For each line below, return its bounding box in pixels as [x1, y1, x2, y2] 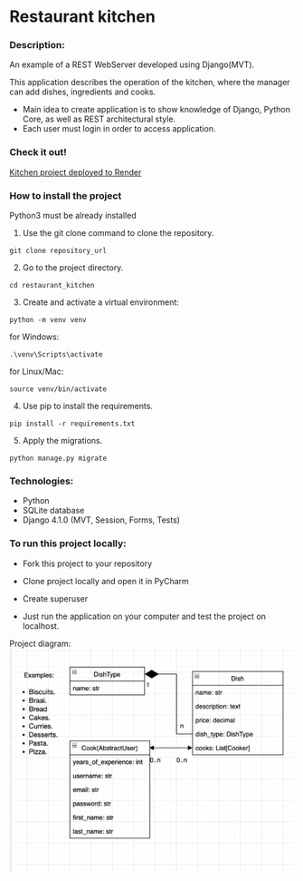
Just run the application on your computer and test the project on [22, 611, 267, 622]
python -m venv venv [9, 316, 88, 325]
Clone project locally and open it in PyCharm [22, 575, 190, 586]
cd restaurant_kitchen [9, 281, 95, 290]
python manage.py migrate [9, 454, 107, 464]
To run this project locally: [9, 537, 127, 550]
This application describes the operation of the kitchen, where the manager [9, 77, 291, 88]
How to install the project [9, 189, 122, 201]
